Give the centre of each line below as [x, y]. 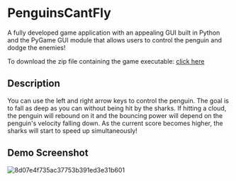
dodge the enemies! [36, 47]
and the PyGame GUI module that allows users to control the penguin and [114, 40]
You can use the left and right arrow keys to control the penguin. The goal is [118, 100]
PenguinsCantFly [59, 13]
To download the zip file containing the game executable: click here [106, 61]
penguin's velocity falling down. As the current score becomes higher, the [115, 123]
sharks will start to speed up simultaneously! [73, 130]
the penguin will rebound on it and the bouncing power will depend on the [115, 115]
